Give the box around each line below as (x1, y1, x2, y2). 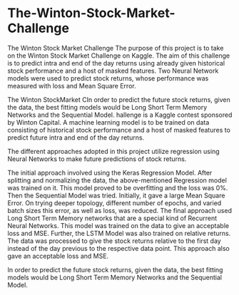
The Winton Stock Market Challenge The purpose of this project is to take (7, 43, 224, 52)
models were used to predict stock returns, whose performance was (7, 73, 209, 83)
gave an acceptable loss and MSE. (7, 252, 109, 260)
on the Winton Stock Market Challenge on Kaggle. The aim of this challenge (7, 51, 230, 60)
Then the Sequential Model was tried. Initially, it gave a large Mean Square (7, 191, 225, 200)
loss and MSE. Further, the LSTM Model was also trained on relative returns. (7, 229, 231, 237)
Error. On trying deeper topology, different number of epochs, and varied (7, 198, 222, 207)
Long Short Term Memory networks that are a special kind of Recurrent (7, 214, 218, 222)
